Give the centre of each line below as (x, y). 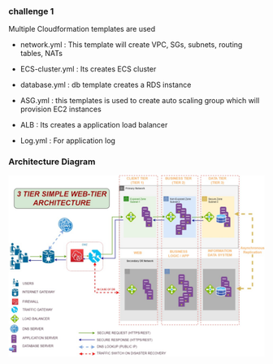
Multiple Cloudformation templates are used (82, 29)
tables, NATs (41, 54)
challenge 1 (31, 11)
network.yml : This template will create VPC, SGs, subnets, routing (131, 45)
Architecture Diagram (52, 162)
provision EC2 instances (61, 109)
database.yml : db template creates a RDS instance (106, 85)
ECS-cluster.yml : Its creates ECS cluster (88, 69)
